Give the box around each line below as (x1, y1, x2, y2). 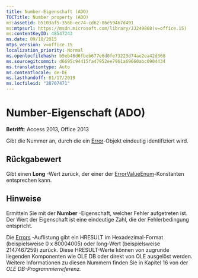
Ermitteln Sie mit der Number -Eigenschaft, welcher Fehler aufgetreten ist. (6, 209, 188, 217)
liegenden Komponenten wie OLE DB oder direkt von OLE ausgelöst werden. (6, 252, 193, 260)
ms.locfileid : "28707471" (6, 81, 70, 87)
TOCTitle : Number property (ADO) (6, 14, 89, 20)
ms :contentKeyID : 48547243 (6, 31, 73, 37)
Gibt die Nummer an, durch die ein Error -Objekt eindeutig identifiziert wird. (6, 137, 189, 144)
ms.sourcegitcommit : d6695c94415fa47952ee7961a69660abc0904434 (6, 58, 166, 64)
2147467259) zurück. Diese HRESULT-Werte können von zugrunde (6, 246, 170, 253)
